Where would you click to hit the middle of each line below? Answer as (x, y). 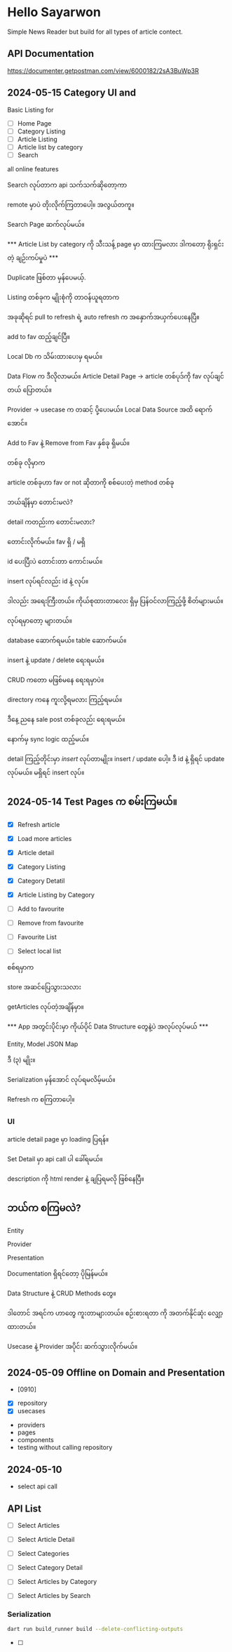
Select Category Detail (50, 1568)
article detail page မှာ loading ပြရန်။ (58, 1139)
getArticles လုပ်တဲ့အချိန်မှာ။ (46, 1007)
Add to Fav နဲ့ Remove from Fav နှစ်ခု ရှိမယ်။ (68, 442)
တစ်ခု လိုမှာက (26, 462)
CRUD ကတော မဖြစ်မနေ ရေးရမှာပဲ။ (56, 680)
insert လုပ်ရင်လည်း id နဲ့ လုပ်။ (48, 581)
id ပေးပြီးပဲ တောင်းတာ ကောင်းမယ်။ (55, 561)
